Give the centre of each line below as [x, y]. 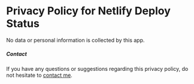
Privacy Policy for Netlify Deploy [88, 11]
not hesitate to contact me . [40, 75]
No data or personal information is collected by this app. [75, 40]
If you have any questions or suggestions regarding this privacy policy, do [97, 69]
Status [23, 24]
